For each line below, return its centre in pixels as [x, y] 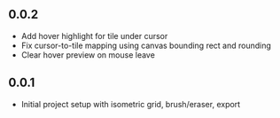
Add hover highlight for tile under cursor [94, 35]
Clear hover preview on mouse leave [88, 55]
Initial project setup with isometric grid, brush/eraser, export [131, 104]
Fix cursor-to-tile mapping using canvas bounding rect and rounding [146, 45]
